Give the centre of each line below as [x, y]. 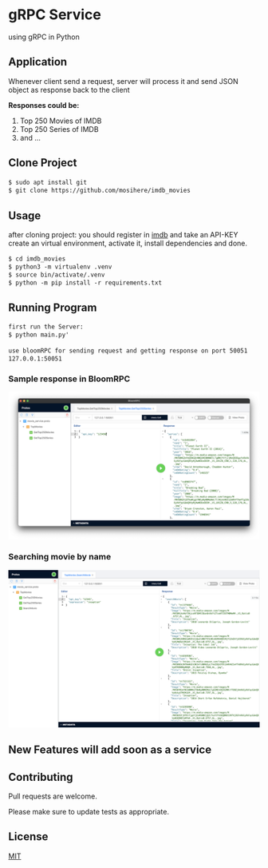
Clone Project [43, 163]
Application [38, 62]
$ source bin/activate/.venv [57, 275]
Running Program [53, 307]
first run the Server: [46, 326]
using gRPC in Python [44, 37]
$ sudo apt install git [48, 182]
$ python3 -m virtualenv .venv [60, 267]
